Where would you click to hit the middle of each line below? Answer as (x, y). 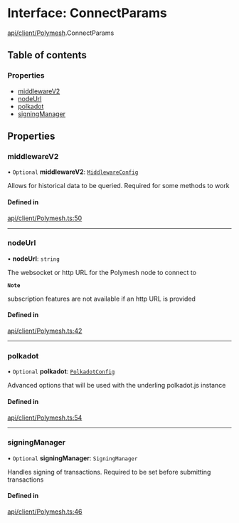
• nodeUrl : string (34, 259)
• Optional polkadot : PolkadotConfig (61, 371)
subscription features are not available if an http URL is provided (101, 299)
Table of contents (47, 55)
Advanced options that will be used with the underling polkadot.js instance (117, 385)
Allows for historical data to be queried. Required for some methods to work (118, 186)
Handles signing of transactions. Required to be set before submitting (109, 472)
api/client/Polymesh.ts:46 (45, 512)
